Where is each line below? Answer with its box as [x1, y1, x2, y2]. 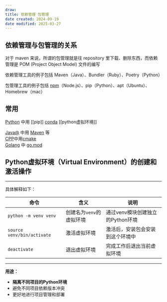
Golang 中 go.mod [5, 142, 43, 148]
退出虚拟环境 [66, 246, 96, 253]
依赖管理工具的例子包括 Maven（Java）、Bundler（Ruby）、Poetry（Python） [5, 72, 163, 78]
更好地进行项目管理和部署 [12, 291, 65, 297]
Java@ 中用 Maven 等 [5, 129, 50, 135]
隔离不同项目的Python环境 [12, 279, 67, 285]
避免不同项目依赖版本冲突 [12, 285, 65, 291]
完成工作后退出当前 [106, 242, 151, 249]
